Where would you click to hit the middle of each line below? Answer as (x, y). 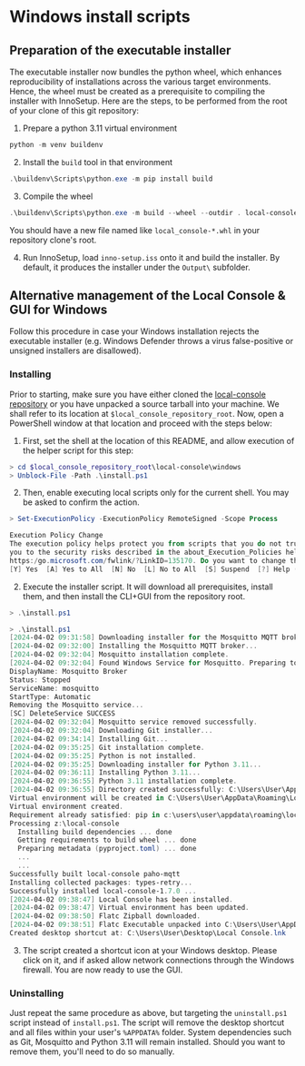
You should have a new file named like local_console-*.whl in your (135, 230)
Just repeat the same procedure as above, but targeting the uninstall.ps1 (148, 1013)
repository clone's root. (53, 240)
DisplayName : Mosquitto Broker (69, 671)
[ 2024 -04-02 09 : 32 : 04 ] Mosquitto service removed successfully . (133, 722)
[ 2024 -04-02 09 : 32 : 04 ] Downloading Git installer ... (111, 731)
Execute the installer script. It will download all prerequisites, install (148, 587)
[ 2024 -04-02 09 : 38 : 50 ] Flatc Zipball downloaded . (105, 916)
